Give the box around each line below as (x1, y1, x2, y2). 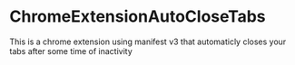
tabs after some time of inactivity (9, 45, 133, 56)
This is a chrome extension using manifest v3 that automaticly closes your (9, 36, 287, 47)
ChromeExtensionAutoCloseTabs (9, 6, 266, 27)
